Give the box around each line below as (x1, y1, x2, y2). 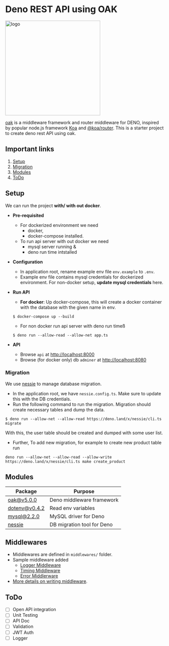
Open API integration (12, 607, 57, 613)
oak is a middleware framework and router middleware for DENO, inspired (5, 119, 159, 125)
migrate (5, 421, 22, 426)
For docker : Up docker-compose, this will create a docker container (20, 299, 162, 305)
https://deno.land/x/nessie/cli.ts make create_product (5, 459, 125, 464)
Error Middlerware (20, 573, 58, 579)
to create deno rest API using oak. (5, 130, 76, 136)
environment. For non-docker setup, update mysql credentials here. (20, 279, 163, 285)
